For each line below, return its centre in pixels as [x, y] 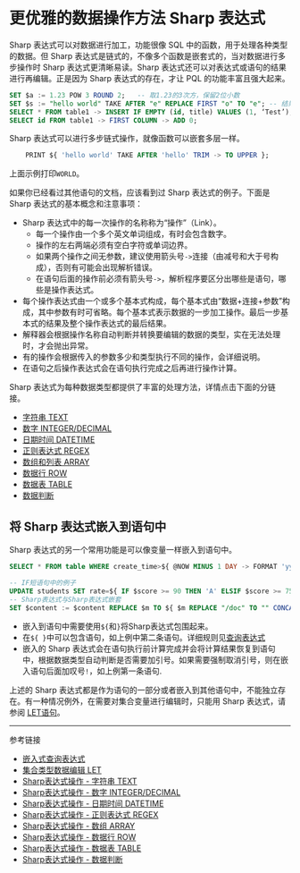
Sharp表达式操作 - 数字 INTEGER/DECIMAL [101, 792]
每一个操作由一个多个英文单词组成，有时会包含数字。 [133, 234]
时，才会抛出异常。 [58, 346]
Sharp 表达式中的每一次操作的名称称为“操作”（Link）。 [121, 223]
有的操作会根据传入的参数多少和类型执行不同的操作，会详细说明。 [143, 357]
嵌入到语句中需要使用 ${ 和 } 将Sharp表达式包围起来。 [117, 626]
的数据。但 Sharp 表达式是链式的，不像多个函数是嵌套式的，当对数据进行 [144, 55]
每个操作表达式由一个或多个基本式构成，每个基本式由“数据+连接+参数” [152, 301]
